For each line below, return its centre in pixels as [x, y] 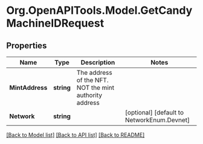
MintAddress [28, 88]
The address [95, 73]
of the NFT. [92, 80]
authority [89, 95]
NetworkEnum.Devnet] [157, 120]
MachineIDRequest [55, 23]
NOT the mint [95, 88]
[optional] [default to [154, 112]
